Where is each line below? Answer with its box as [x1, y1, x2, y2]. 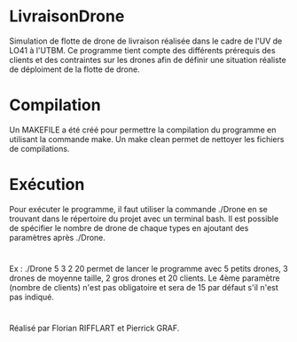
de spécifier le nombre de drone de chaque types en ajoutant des [9, 222, 249, 233]
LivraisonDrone [9, 6, 125, 27]
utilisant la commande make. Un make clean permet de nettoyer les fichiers [9, 133, 285, 144]
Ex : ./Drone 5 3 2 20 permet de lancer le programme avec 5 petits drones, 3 [9, 264, 288, 274]
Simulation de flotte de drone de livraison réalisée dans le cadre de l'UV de [9, 36, 283, 46]
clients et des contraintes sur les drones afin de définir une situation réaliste [9, 54, 286, 65]
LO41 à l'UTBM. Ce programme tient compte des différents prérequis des [9, 44, 277, 55]
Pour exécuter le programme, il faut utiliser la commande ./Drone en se [9, 203, 268, 214]
